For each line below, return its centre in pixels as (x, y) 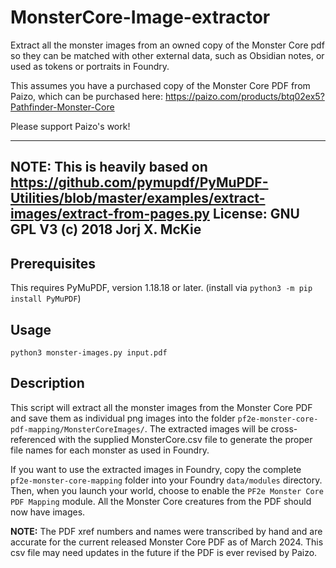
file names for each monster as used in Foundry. (110, 450)
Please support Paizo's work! (70, 126)
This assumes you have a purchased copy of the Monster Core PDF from (160, 85)
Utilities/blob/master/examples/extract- (138, 198)
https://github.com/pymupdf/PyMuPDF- (139, 182)
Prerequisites (53, 263)
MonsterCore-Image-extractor (140, 17)
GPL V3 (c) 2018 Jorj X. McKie (106, 229)
